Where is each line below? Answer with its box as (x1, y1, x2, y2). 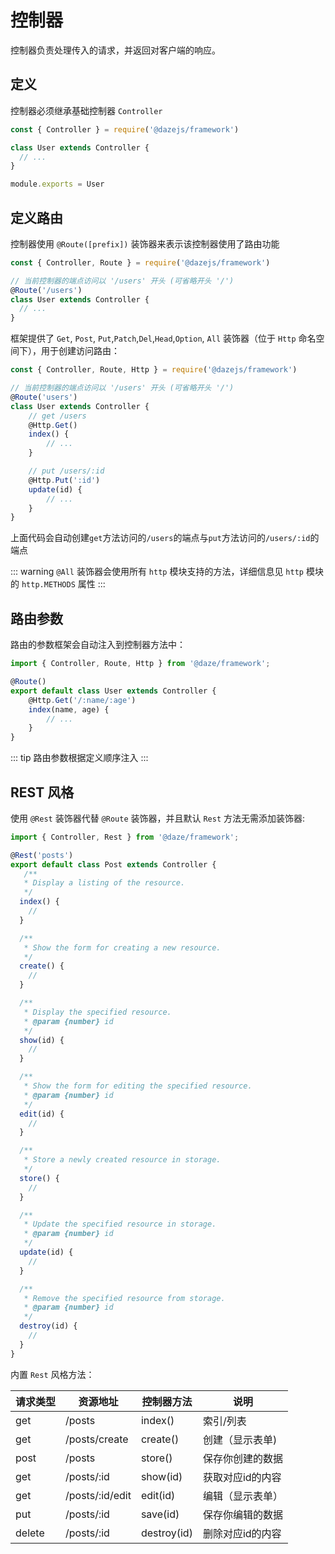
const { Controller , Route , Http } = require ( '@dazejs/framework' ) (10, 365, 298, 375)
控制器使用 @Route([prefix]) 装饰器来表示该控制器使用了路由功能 (10, 237, 280, 250)
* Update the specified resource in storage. (23, 1219, 217, 1230)
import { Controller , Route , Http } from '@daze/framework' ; (10, 659, 271, 669)
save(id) (140, 1507, 180, 1521)
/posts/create (65, 1432, 129, 1446)
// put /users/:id (28, 466, 105, 476)
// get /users (28, 411, 87, 421)
